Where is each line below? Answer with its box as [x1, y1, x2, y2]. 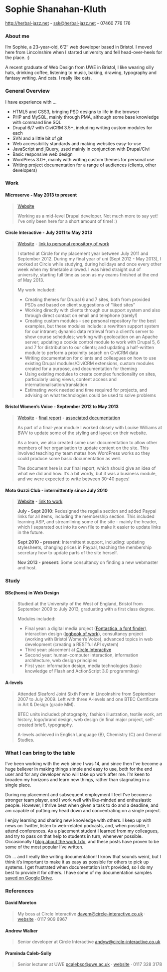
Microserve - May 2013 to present [5, 192, 77, 198]
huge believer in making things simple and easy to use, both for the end [5, 766, 153, 772]
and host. [17, 565, 37, 571]
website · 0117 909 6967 [17, 916, 68, 922]
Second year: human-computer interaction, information [24, 652, 139, 658]
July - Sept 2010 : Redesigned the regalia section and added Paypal [17, 508, 157, 514]
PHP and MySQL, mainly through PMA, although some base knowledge [12, 114, 159, 120]
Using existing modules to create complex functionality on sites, [24, 371, 157, 377]
